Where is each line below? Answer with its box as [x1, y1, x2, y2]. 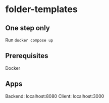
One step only [5, 24, 50, 32]
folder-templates [5, 4, 78, 15]
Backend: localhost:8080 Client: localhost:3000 [5, 93, 104, 99]
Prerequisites [5, 51, 48, 60]
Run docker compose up [5, 37, 53, 43]
